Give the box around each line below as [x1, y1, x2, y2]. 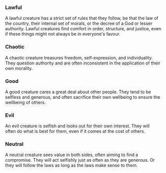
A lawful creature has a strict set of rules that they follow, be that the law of [5, 15, 159, 21]
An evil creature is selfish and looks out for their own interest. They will [5, 123, 150, 129]
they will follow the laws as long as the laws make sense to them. [5, 163, 138, 169]
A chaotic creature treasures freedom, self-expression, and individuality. [5, 55, 153, 60]
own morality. [5, 65, 33, 71]
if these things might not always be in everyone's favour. [5, 31, 120, 37]
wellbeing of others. [5, 99, 46, 105]
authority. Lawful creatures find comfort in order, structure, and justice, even [5, 26, 162, 32]
